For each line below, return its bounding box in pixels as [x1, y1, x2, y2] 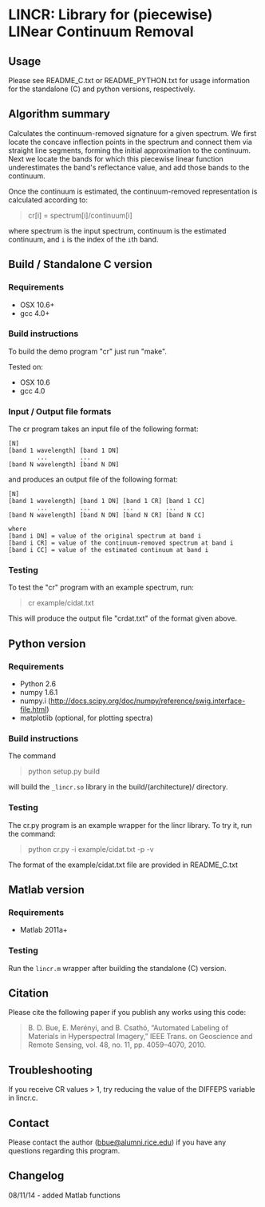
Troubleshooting [8, 1063, 93, 1077]
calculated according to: [8, 194, 88, 205]
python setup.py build [27, 766, 100, 777]
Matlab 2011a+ [19, 925, 68, 935]
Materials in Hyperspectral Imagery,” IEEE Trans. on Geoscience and [27, 1032, 253, 1041]
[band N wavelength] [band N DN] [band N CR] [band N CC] [8, 511, 205, 519]
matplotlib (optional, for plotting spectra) [19, 713, 153, 723]
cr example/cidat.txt [27, 598, 94, 608]
